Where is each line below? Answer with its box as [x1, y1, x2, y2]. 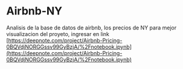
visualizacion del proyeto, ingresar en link [6, 30, 110, 37]
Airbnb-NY [6, 4, 63, 18]
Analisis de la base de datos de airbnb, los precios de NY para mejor [6, 24, 177, 31]
